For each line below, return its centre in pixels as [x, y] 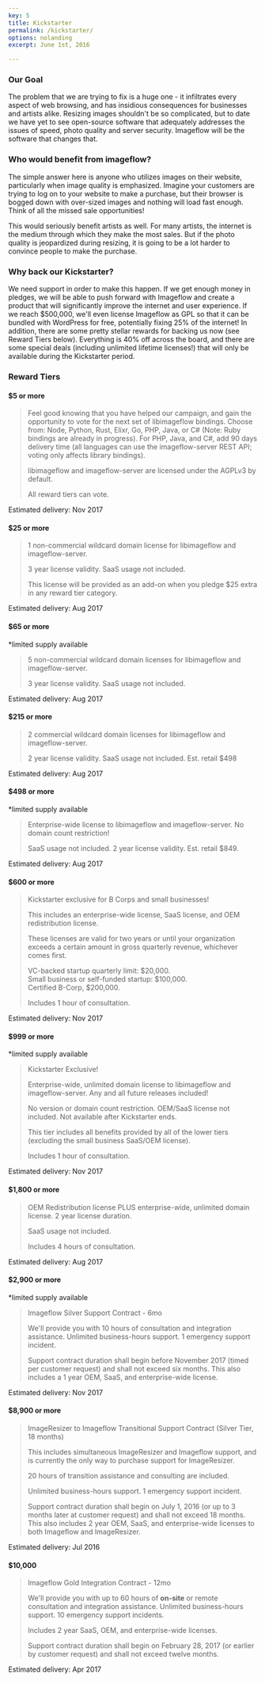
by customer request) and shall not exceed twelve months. [123, 1654]
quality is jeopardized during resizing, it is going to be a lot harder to [119, 242]
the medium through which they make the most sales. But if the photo [121, 234]
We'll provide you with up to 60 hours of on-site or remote [123, 1598]
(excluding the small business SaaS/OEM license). [109, 1141]
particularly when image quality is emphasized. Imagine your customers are [131, 185]
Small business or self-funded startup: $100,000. [107, 979]
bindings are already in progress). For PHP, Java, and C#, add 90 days [142, 439]
